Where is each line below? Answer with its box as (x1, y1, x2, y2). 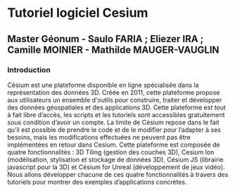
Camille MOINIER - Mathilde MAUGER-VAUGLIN (7, 44, 220, 55)
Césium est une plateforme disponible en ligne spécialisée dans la (7, 81, 199, 89)
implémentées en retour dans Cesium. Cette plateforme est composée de (7, 140, 220, 149)
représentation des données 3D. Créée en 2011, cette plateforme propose (7, 88, 220, 96)
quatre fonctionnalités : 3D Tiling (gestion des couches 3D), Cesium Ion (7, 147, 215, 156)
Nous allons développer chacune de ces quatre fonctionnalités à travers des (7, 170, 229, 178)
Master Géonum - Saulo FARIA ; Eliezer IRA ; (7, 33, 204, 45)
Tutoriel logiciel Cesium (7, 5, 148, 21)
